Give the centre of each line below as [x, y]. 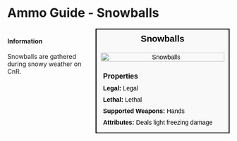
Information [25, 41]
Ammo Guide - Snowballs [83, 13]
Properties [121, 76]
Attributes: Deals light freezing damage [158, 122]
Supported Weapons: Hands [144, 111]
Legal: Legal [121, 88]
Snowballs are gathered [42, 57]
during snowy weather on [44, 64]
